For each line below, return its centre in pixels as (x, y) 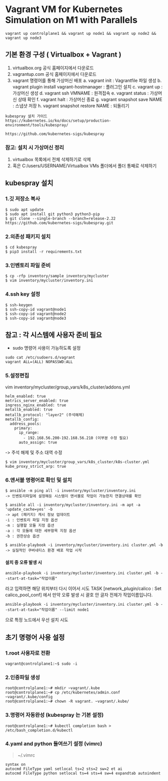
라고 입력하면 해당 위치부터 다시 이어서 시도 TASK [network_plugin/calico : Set (83, 589)
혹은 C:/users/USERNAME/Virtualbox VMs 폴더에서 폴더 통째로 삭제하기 (85, 166)
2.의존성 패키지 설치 (28, 236)
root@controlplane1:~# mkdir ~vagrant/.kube (53, 688)
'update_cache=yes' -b (29, 509)
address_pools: (26, 424)
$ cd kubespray (21, 248)
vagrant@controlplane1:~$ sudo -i (41, 664)
